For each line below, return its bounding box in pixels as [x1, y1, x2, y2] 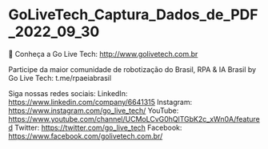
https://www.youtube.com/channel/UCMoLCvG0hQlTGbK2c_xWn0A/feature [8, 114, 260, 123]
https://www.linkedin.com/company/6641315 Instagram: [8, 97, 193, 107]
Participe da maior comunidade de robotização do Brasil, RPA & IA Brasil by [8, 64, 257, 74]
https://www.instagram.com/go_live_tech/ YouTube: [8, 106, 179, 115]
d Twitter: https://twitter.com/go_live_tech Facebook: [8, 123, 182, 132]
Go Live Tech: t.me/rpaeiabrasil [8, 73, 112, 83]
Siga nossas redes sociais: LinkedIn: [8, 88, 128, 98]
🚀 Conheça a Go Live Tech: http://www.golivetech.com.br [8, 49, 198, 58]
